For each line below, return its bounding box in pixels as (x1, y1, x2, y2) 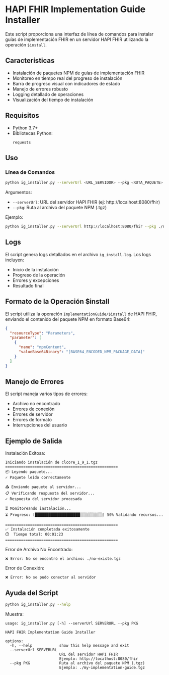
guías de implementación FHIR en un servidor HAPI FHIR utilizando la (5, 36, 148, 42)
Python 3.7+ (12, 125, 38, 131)
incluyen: (5, 257, 24, 263)
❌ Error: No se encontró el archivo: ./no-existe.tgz (5, 556, 121, 561)
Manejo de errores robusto (12, 86, 68, 92)
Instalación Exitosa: (5, 450, 45, 456)
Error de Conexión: (5, 565, 44, 571)
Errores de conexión (12, 406, 55, 412)
